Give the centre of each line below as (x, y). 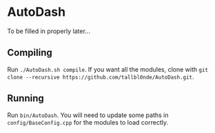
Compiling (30, 53)
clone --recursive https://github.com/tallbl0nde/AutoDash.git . (101, 76)
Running (26, 98)
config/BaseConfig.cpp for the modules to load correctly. (88, 122)
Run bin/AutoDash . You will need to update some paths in (88, 115)
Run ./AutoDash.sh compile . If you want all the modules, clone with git (108, 69)
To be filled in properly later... (49, 31)
